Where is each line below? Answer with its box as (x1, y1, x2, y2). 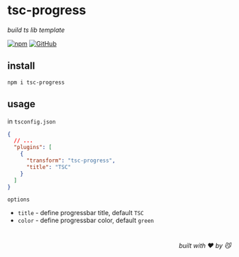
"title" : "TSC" (26, 163, 72, 170)
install (7, 60, 35, 72)
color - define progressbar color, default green (17, 216, 155, 225)
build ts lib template (7, 26, 65, 34)
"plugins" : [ (13, 144, 52, 151)
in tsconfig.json (7, 116, 56, 126)
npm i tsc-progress (7, 79, 65, 86)
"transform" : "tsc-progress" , (26, 157, 116, 165)
